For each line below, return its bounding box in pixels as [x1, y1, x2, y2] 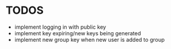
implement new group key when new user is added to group [14, 36, 165, 43]
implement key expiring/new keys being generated [14, 29, 141, 36]
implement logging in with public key [14, 23, 107, 30]
